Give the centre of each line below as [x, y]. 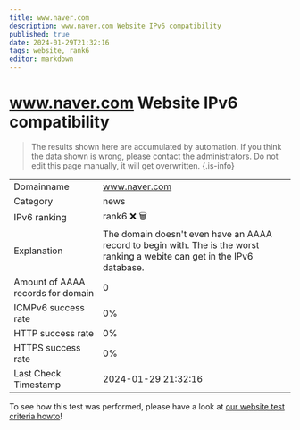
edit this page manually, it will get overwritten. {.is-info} [133, 165]
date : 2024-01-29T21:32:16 [59, 42]
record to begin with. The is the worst [181, 244]
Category [33, 201]
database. [123, 267]
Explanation [38, 251]
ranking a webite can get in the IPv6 [178, 256]
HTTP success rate [54, 333]
